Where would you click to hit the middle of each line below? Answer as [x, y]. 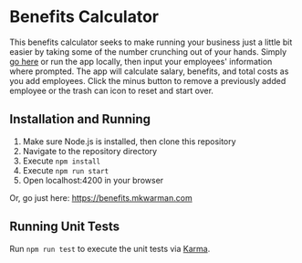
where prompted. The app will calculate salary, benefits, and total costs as [149, 71]
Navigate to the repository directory [90, 151]
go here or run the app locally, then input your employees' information [141, 61]
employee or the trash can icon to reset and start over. [112, 90]
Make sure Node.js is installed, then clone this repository [129, 141]
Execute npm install [62, 161]
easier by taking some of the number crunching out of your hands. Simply [148, 51]
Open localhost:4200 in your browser [93, 180]
